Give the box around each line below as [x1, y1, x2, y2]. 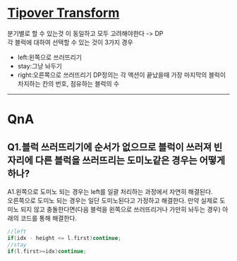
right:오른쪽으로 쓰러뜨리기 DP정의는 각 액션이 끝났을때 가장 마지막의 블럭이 [17, 71, 226, 79]
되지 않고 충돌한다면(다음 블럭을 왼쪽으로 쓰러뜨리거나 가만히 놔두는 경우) [20, 205, 221, 213]
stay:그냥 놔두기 [17, 61, 62, 70]
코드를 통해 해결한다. [20, 214, 78, 222]
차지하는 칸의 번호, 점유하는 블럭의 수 [17, 79, 120, 87]
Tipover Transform [7, 5, 120, 21]
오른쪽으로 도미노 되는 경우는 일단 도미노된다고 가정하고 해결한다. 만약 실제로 [7, 196, 219, 205]
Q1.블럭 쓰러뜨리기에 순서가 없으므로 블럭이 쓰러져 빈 [7, 141, 223, 153]
